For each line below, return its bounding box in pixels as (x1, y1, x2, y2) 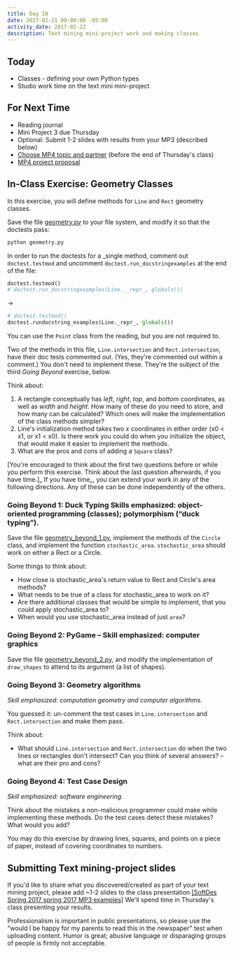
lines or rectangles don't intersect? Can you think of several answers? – (17, 751, 224, 760)
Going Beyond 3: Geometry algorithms (7, 680, 142, 690)
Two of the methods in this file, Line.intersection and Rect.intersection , (7, 345, 221, 354)
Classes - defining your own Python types (17, 74, 139, 83)
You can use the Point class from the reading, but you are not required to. (7, 332, 221, 340)
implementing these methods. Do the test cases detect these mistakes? (7, 813, 214, 822)
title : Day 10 (7, 10, 49, 18)
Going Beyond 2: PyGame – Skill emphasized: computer (7, 630, 200, 640)
